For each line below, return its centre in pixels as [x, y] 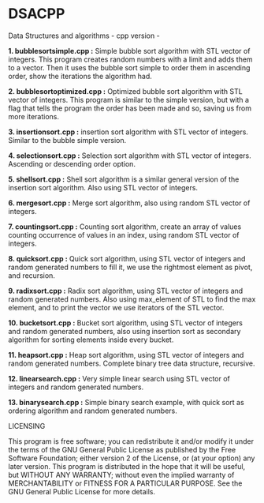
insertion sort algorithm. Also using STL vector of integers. [103, 187]
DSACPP [37, 14]
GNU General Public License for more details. [82, 491]
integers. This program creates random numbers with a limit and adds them [131, 59]
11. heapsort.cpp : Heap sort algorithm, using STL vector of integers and [126, 355]
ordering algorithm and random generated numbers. [93, 411]
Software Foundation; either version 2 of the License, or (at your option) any [132, 458]
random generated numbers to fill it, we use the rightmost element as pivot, [130, 267]
